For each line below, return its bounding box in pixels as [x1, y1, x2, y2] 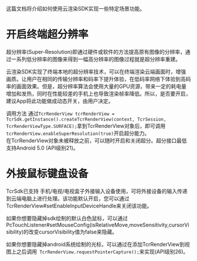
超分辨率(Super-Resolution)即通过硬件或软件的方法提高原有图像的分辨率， [6, 48, 186, 55]
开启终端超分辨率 [6, 28, 89, 41]
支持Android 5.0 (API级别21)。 [6, 144, 79, 151]
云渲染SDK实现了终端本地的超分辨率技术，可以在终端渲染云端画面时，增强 [6, 68, 186, 75]
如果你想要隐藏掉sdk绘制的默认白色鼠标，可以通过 [6, 215, 128, 222]
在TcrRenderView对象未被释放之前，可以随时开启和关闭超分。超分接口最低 [6, 137, 188, 144]
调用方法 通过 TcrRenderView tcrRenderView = [6, 110, 115, 117]
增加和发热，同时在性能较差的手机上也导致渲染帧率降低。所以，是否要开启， [6, 90, 191, 97]
